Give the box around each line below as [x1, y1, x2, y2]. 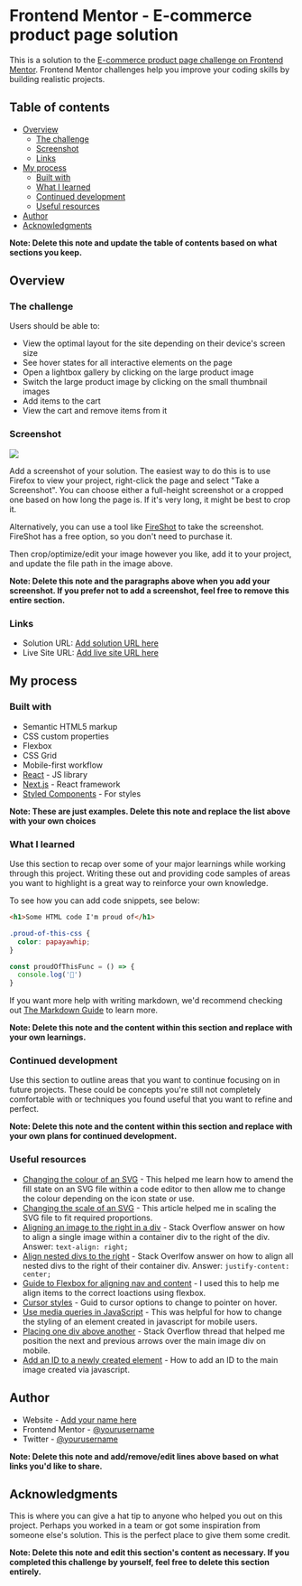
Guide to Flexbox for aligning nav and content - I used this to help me [22, 1277, 279, 1288]
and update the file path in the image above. [9, 557, 173, 569]
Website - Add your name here [22, 1414, 137, 1425]
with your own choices [9, 815, 96, 826]
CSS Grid [22, 750, 57, 760]
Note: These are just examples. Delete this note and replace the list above [9, 806, 291, 816]
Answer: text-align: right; [22, 1241, 129, 1252]
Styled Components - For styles [22, 788, 142, 799]
